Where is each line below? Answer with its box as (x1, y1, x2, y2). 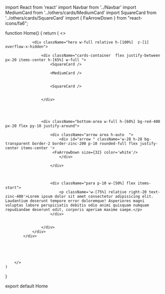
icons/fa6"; (5, 20, 29, 26)
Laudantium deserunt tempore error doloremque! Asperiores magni (5, 198, 144, 203)
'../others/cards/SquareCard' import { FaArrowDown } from (5, 15, 127, 21)
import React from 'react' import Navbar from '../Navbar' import (5, 5, 136, 10)
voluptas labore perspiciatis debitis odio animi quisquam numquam (5, 203, 149, 208)
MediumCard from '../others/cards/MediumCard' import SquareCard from (5, 10, 157, 16)
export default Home (5, 283, 48, 289)
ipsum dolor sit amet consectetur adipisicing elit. (41, 194, 154, 199)
